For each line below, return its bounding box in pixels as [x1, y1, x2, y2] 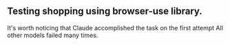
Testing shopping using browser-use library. [7, 5, 203, 17]
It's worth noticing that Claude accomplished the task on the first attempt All [7, 23, 224, 32]
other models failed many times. [7, 31, 98, 39]
